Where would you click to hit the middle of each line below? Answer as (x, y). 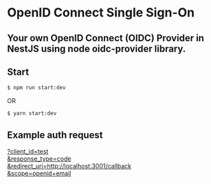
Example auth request (55, 135)
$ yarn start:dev (32, 114)
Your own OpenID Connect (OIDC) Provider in (106, 38)
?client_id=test (28, 151)
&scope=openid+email (39, 173)
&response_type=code (39, 159)
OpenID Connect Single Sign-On (101, 13)
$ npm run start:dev (37, 88)
